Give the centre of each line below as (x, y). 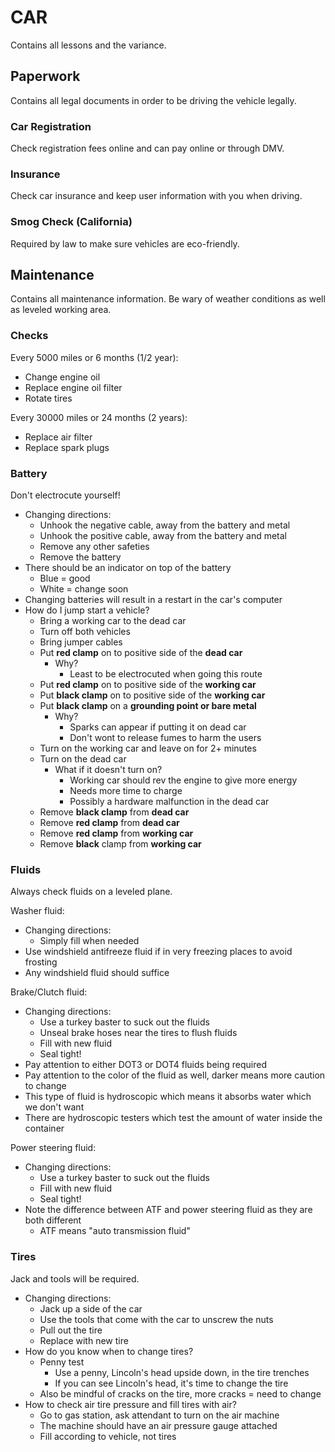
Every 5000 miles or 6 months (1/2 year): (94, 357)
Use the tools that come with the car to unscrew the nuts (156, 1319)
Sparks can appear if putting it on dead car (158, 727)
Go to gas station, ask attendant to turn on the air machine (159, 1415)
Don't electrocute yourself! (65, 495)
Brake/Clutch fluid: (49, 992)
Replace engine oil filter (73, 387)
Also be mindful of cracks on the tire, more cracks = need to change (180, 1393)
